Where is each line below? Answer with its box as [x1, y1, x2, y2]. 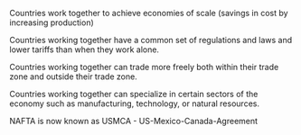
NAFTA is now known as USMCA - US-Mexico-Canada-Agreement [9, 116, 259, 126]
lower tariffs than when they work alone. [9, 44, 160, 55]
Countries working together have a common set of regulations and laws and [9, 35, 293, 45]
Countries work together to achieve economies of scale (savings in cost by [9, 8, 288, 18]
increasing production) [9, 17, 95, 28]
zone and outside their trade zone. [9, 71, 137, 82]
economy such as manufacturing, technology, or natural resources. [9, 98, 260, 109]
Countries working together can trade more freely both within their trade [9, 62, 279, 72]
